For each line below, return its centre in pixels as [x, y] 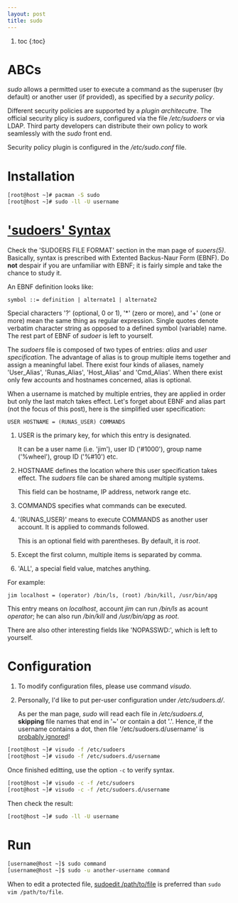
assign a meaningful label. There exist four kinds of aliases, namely [106, 365]
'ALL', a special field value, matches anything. [84, 568]
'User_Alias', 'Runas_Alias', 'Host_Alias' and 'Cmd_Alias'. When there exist [115, 372]
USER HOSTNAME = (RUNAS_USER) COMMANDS [66, 422]
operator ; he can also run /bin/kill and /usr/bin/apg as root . [93, 616]
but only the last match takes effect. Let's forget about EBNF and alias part [117, 402]
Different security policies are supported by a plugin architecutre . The [109, 111]
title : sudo [25, 21]
